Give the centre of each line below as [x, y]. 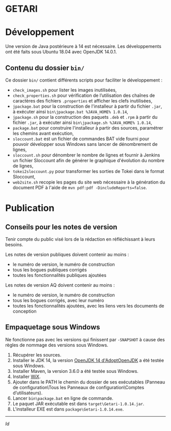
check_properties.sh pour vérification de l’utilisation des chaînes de [84, 95]
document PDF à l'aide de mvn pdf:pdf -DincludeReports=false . [80, 187]
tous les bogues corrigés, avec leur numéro [58, 300]
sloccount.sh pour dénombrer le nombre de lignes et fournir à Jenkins [86, 155]
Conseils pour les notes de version [61, 227]
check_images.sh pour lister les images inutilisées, [65, 90]
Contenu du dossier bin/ [45, 68]
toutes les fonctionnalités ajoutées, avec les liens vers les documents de [88, 306]
